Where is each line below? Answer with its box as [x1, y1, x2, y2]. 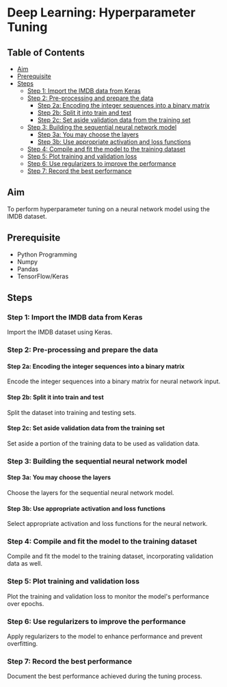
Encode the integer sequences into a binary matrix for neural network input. [7, 377, 221, 385]
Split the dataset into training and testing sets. [7, 408, 137, 416]
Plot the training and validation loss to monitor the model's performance [7, 592, 210, 601]
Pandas [16, 265, 39, 273]
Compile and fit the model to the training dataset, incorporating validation [7, 552, 214, 560]
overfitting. [7, 640, 38, 648]
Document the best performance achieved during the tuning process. [7, 672, 203, 680]
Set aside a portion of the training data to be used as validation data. [7, 439, 200, 447]
